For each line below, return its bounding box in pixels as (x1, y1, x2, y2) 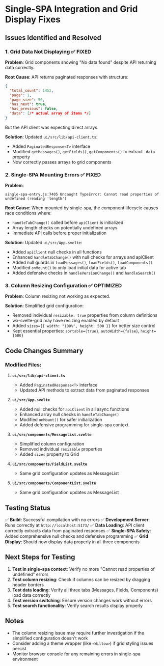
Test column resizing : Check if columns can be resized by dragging (12, 576, 151, 583)
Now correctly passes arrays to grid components (12, 159, 111, 165)
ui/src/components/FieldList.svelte (12, 462, 87, 467)
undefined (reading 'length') (5, 196, 67, 201)
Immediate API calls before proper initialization (12, 230, 107, 236)
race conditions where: (5, 210, 52, 216)
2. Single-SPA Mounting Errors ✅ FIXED (5, 171, 101, 178)
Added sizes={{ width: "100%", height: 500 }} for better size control (12, 323, 156, 329)
